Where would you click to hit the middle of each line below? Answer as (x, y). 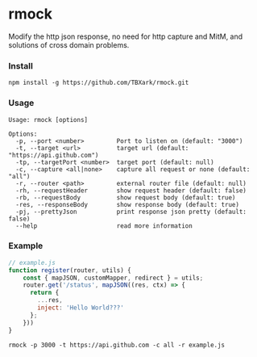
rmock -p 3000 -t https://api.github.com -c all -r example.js (117, 345)
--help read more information (104, 226)
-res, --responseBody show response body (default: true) (128, 204)
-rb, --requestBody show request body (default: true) (126, 197)
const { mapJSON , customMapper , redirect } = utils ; (113, 278)
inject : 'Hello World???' (81, 308)
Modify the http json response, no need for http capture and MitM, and (126, 36)
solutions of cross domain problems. (69, 44)
